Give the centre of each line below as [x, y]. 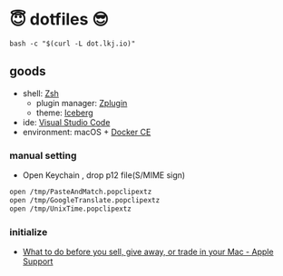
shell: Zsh [40, 93]
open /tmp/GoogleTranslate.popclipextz [85, 200]
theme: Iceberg [64, 113]
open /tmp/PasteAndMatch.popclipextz [81, 192]
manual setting [43, 155]
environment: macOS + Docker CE [87, 132]
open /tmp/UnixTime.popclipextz [70, 209]
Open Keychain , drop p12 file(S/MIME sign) [104, 175]
